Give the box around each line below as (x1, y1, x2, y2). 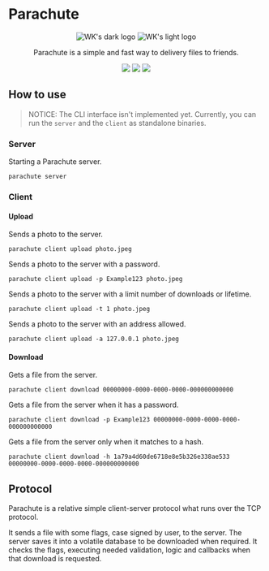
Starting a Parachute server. (8, 157, 102, 167)
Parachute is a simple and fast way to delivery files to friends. (33, 47, 239, 57)
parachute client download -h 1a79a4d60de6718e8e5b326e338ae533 (8, 452, 230, 461)
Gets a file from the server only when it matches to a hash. (8, 437, 204, 447)
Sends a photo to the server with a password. (8, 259, 160, 269)
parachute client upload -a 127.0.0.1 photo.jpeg (8, 335, 180, 344)
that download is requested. (8, 554, 102, 564)
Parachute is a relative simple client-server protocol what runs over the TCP (8, 504, 262, 513)
